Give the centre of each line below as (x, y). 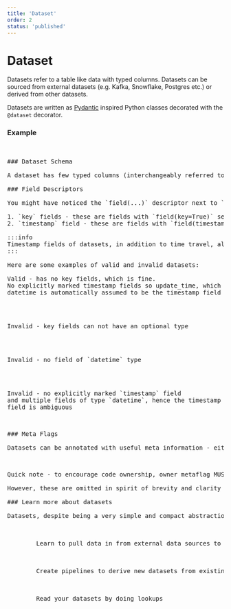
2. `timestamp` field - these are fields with (87, 223)
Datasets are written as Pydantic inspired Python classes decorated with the (115, 108)
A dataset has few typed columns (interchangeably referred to (116, 175)
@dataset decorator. (35, 115)
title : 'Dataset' (32, 13)
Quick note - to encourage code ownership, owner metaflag (109, 474)
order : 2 (20, 20)
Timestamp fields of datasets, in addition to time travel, (111, 244)
